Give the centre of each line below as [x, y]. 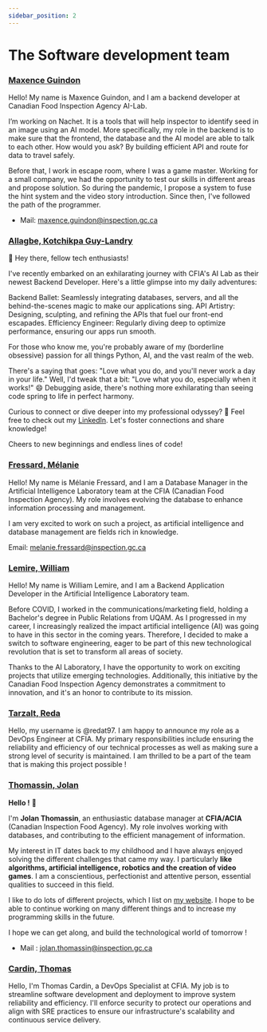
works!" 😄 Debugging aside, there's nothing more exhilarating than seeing [131, 388]
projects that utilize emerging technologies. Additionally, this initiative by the [133, 676]
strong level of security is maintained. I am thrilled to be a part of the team [130, 756]
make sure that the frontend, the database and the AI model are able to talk [132, 138]
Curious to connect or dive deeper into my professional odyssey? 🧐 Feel [127, 412]
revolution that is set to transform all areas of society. [96, 652]
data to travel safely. [42, 156]
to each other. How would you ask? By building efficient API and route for [128, 147]
